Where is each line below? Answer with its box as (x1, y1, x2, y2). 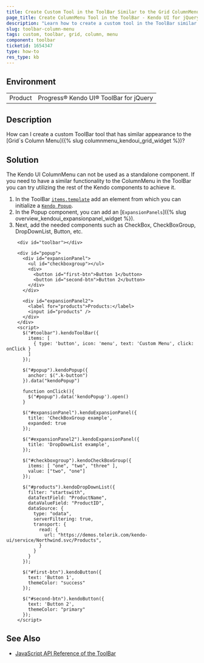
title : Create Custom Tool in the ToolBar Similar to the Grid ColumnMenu (6, 9, 200, 15)
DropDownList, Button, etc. (15, 228, 83, 235)
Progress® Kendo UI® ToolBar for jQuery (38, 94, 154, 102)
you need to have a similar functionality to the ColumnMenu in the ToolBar (6, 177, 191, 185)
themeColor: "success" (28, 580, 86, 586)
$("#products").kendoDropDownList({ (22, 484, 115, 490)
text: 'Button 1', (28, 575, 75, 581)
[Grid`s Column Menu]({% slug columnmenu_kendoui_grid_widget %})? (6, 137, 185, 145)
